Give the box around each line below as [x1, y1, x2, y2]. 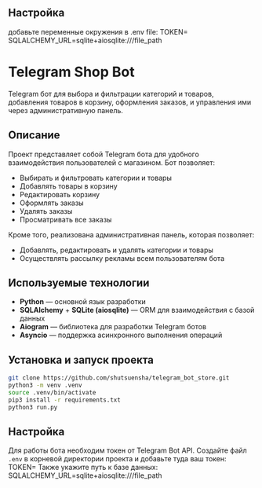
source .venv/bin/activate [8, 388, 96, 396]
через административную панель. [8, 105, 124, 115]
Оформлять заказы [19, 198, 84, 207]
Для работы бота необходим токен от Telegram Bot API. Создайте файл [8, 446, 247, 455]
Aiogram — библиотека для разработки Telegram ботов [19, 322, 206, 332]
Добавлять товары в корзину [19, 181, 118, 191]
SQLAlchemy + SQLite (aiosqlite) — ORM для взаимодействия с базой [19, 306, 255, 315]
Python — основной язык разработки [19, 297, 147, 306]
